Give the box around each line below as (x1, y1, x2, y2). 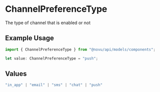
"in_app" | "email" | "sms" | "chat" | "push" (5, 83, 103, 88)
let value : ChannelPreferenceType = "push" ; (5, 56, 98, 61)
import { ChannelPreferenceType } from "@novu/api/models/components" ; (5, 47, 156, 52)
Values (5, 69, 27, 78)
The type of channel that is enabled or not (5, 20, 91, 26)
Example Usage (5, 34, 54, 42)
